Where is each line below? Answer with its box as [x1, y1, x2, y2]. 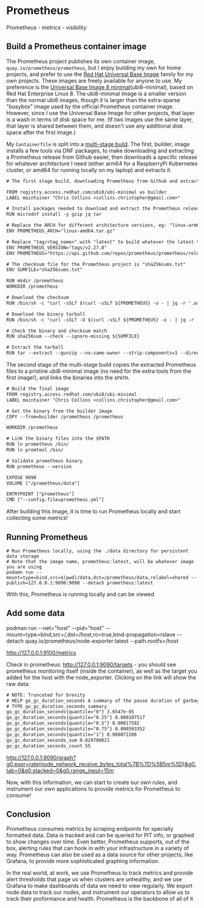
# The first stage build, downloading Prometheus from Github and [6, 178, 178, 184]
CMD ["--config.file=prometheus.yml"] [6, 497, 104, 503]
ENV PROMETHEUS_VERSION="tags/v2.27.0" [6, 244, 107, 251]
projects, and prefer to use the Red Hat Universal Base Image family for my [6, 71, 194, 78]
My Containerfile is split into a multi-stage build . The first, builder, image [6, 140, 190, 148]
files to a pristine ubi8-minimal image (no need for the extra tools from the [6, 367, 191, 375]
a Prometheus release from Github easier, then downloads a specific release [6, 153, 197, 161]
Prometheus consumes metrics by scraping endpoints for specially [6, 825, 174, 833]
